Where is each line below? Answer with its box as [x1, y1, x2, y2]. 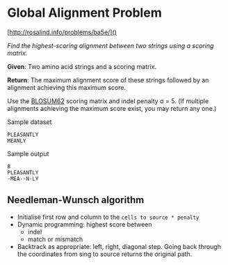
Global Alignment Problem [7, 5, 162, 21]
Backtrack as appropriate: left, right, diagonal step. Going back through [17, 242, 221, 250]
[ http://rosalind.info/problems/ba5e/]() [7, 28, 117, 36]
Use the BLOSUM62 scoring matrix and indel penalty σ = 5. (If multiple [7, 96, 209, 105]
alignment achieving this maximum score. [7, 83, 127, 91]
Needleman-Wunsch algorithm [7, 194, 145, 206]
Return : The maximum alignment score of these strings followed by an [7, 75, 209, 84]
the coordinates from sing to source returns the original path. [17, 250, 193, 258]
